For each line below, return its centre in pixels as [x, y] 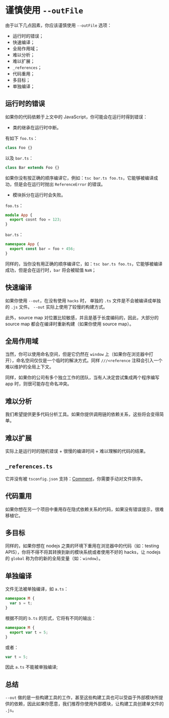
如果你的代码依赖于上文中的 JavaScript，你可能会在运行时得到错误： [76, 117]
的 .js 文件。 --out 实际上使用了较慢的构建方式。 [57, 307]
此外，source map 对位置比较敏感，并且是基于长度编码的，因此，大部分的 [82, 317]
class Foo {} [19, 148]
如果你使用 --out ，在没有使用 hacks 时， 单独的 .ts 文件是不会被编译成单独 [83, 301]
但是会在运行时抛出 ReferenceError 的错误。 [60, 184]
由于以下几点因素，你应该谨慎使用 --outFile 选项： [59, 25]
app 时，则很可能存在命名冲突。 [38, 384]
